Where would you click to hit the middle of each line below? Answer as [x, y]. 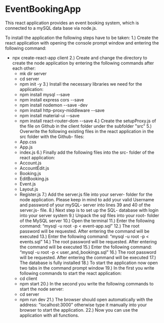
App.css [28, 141]
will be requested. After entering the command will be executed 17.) [88, 257]
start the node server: [42, 289]
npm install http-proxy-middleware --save [62, 110]
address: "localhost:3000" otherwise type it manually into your [83, 305]
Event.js [28, 184]
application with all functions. [49, 315]
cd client [28, 278]
